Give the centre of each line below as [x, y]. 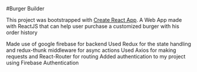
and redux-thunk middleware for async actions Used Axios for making [91, 50]
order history [22, 32]
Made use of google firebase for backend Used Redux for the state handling [99, 44]
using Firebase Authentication [42, 63]
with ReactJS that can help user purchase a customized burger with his [93, 26]
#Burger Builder [25, 9]
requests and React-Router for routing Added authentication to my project [96, 56]
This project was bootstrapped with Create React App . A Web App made [94, 20]
